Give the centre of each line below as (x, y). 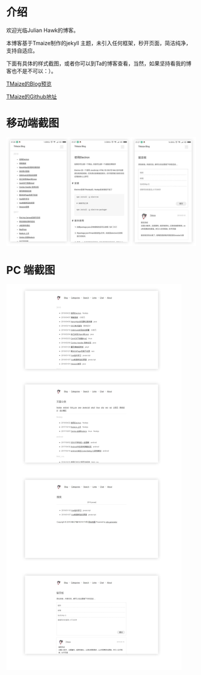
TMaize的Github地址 (32, 97)
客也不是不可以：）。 (31, 71)
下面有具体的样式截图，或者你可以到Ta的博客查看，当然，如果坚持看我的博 (99, 63)
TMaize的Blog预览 (29, 84)
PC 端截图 (31, 271)
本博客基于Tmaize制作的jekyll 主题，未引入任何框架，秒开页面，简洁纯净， (99, 43)
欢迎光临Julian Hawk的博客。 (43, 30)
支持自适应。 (22, 50)
